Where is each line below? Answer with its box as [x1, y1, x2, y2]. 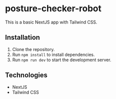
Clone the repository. [12, 46, 55, 52]
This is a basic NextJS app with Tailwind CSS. [5, 19, 97, 25]
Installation [5, 33, 40, 42]
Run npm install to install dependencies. [12, 51, 95, 57]
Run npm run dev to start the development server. [12, 57, 112, 63]
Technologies [5, 71, 48, 79]
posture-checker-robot [5, 3, 102, 14]
